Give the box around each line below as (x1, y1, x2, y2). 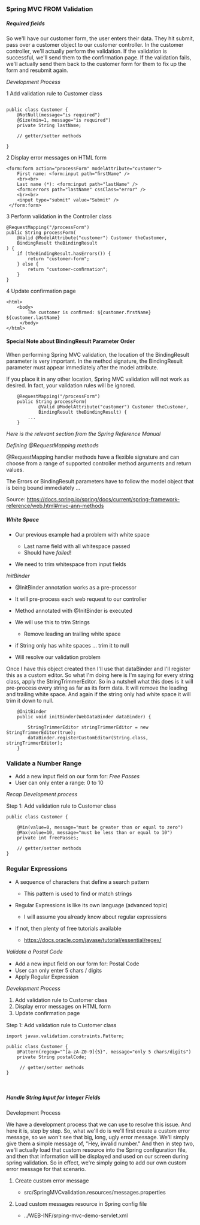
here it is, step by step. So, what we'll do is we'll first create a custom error (6, 1127, 190, 1134)
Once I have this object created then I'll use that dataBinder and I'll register (6, 665, 190, 673)
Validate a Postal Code (6, 948, 63, 955)
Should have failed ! (23, 549, 72, 556)
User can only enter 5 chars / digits (14, 967, 102, 974)
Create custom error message (14, 1177, 89, 1184)
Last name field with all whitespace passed (23, 543, 131, 550)
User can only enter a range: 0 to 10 (14, 779, 104, 787)
